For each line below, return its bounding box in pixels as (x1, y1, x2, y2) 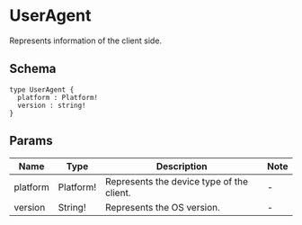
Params (9, 133, 53, 148)
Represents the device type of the (104, 175, 249, 187)
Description (155, 159, 208, 172)
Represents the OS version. (104, 201, 220, 213)
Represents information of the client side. (9, 35, 163, 46)
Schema (9, 61, 57, 76)
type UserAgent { (9, 85, 75, 94)
